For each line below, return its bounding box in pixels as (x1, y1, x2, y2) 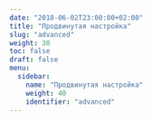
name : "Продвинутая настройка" (25, 80, 144, 89)
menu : (9, 64, 30, 73)
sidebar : (17, 72, 51, 81)
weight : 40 (25, 88, 67, 97)
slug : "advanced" (9, 30, 75, 39)
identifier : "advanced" (25, 97, 116, 106)
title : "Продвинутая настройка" (9, 22, 131, 31)
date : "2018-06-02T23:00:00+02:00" (9, 13, 144, 23)
